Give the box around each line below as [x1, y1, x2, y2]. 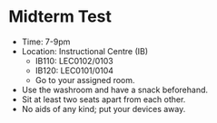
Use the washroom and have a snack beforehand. [21, 84, 209, 95]
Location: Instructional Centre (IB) [21, 45, 149, 56]
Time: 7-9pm [21, 36, 71, 47]
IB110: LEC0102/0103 [35, 55, 114, 66]
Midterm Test [8, 6, 113, 27]
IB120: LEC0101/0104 [35, 65, 114, 76]
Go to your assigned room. [35, 74, 135, 85]
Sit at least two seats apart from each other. [21, 93, 186, 105]
